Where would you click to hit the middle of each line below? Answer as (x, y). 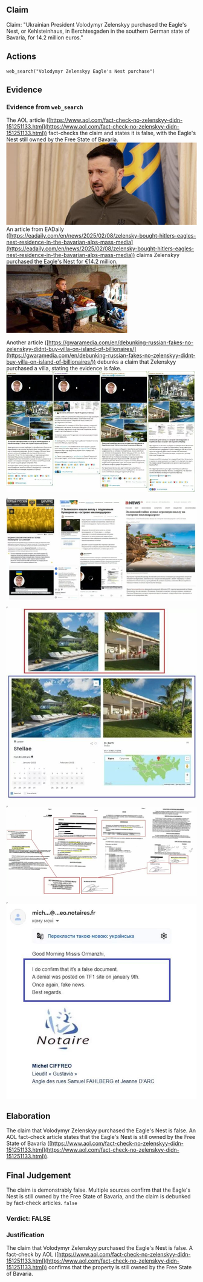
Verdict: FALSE (29, 1218)
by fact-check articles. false (42, 1203)
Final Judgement (39, 1175)
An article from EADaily (35, 229)
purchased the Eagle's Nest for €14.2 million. (62, 262)
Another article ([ (27, 342)
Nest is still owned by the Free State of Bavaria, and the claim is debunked (98, 1196)
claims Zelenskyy (158, 255)
